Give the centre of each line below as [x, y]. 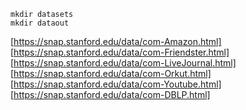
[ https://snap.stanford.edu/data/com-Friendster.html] [120, 52]
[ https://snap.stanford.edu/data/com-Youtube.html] [116, 84]
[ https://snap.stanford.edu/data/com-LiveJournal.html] [123, 63]
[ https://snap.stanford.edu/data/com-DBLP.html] [110, 94]
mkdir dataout [40, 23]
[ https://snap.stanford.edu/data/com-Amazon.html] [116, 41]
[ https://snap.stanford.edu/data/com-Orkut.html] [111, 73]
